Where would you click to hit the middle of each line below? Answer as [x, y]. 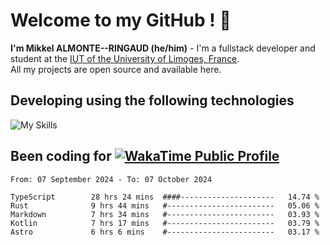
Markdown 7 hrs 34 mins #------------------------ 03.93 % [165, 214]
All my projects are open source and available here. [116, 69]
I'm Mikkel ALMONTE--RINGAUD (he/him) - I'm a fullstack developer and [163, 48]
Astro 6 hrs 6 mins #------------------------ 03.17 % [165, 232]
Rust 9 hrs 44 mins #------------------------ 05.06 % [165, 205]
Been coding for [61, 156]
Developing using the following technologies [152, 100]
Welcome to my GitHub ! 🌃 [121, 20]
